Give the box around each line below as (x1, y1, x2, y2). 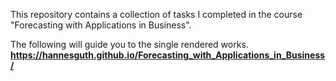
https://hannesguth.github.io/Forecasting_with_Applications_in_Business (10, 49, 326, 61)
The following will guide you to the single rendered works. (10, 39, 249, 50)
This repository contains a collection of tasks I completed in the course (10, 9, 303, 20)
